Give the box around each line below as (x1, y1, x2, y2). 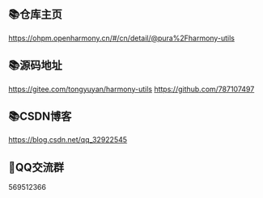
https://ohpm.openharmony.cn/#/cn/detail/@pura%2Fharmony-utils (8, 33, 235, 43)
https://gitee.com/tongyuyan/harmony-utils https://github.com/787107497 (8, 84, 255, 94)
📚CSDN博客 (8, 110, 72, 124)
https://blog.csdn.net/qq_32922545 (8, 135, 128, 145)
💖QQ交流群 (8, 160, 65, 174)
